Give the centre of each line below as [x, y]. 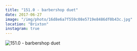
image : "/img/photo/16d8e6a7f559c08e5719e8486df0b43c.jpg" [69, 19]
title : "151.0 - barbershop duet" [42, 10]
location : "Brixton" [27, 24]
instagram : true [22, 29]
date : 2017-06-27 [24, 15]
